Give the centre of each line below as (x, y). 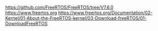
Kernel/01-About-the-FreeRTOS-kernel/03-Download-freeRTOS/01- (76, 18)
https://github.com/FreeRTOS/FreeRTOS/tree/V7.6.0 (60, 7)
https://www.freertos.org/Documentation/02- (105, 13)
